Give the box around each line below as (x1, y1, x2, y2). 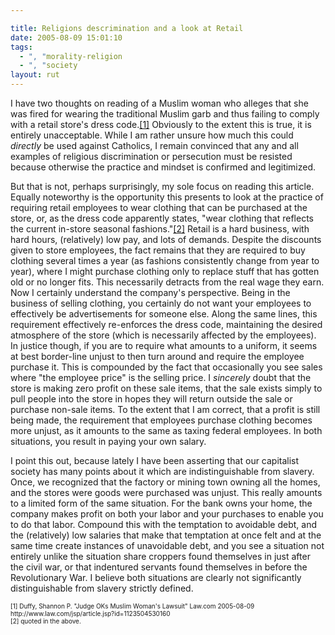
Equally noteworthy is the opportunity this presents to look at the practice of (10, 191, 324, 203)
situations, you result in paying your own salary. (10, 436, 207, 447)
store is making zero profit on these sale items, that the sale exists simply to (10, 382, 323, 394)
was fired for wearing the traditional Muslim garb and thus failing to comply (10, 108, 320, 120)
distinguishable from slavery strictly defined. (10, 582, 194, 594)
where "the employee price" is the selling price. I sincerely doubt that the (10, 372, 312, 383)
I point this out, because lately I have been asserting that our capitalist (10, 455, 300, 466)
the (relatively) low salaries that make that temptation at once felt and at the (10, 529, 322, 541)
